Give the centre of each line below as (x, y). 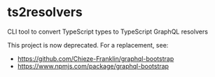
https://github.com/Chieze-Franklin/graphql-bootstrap (96, 58)
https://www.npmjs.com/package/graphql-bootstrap (93, 66)
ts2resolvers (45, 12)
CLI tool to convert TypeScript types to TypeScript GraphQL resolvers (108, 31)
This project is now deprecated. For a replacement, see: (88, 45)
